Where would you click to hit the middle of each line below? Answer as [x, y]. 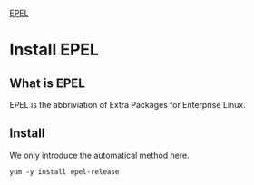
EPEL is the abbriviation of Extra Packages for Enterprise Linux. [128, 105]
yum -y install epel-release [64, 171]
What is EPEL [48, 83]
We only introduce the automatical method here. [99, 155]
